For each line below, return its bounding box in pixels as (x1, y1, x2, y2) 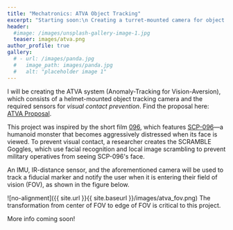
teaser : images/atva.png (13, 36, 85, 43)
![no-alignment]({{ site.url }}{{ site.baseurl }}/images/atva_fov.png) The (7, 193, 211, 202)
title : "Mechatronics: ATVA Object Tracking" (7, 10, 141, 17)
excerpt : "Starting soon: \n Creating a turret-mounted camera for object (7, 17, 225, 24)
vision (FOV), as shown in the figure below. (7, 180, 130, 188)
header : (7, 23, 30, 30)
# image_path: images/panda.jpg (13, 62, 113, 69)
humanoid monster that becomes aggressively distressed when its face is (7, 130, 218, 139)
